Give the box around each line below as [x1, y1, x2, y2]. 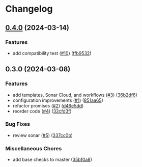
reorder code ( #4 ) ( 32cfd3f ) [12, 108, 72, 114]
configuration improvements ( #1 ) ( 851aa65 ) [12, 97, 103, 103]
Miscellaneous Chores [5, 145, 62, 152]
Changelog [5, 3, 53, 15]
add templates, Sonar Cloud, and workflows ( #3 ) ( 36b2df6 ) [12, 92, 137, 98]
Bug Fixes [5, 121, 31, 128]
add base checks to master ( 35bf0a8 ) [12, 156, 93, 163]
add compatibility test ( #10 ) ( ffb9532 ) [12, 50, 92, 56]
